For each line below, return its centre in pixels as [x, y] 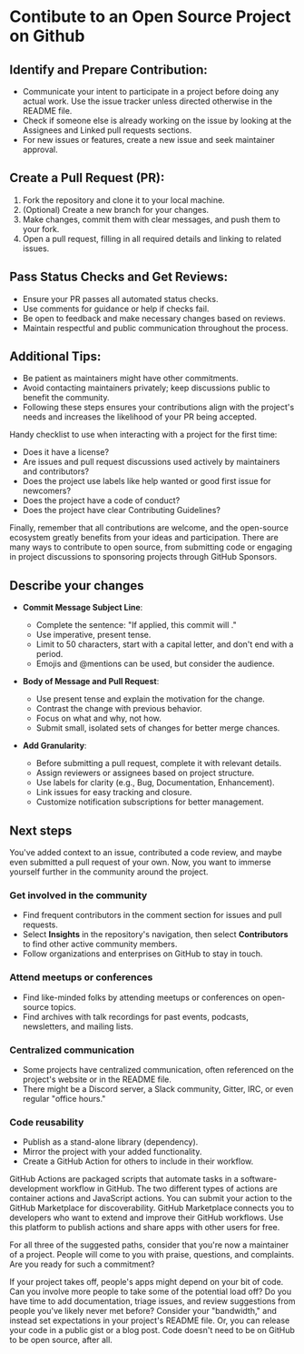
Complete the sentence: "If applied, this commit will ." [137, 625]
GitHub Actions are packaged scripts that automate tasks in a [124, 1179]
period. [49, 654]
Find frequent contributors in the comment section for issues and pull [152, 915]
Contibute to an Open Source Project [151, 17]
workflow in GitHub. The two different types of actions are [169, 1188]
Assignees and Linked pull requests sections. [107, 130]
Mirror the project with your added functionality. [112, 1152]
